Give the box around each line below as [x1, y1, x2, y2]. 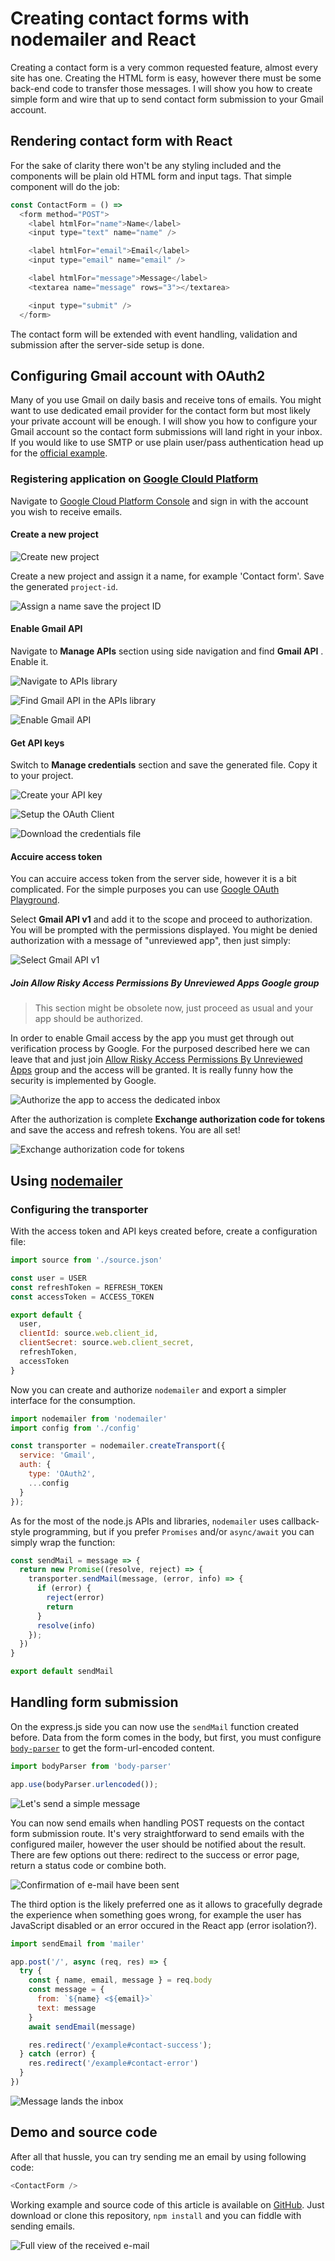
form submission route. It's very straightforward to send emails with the [10, 1827, 305, 1839]
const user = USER [10, 1273, 87, 1283]
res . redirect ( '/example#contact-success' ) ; [28, 2040, 213, 2050]
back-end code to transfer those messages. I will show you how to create [10, 82, 313, 94]
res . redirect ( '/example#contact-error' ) [28, 2058, 199, 2069]
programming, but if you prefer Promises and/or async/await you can [32, 1525, 315, 1537]
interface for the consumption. [10, 1394, 136, 1406]
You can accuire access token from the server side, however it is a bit [10, 873, 297, 885]
